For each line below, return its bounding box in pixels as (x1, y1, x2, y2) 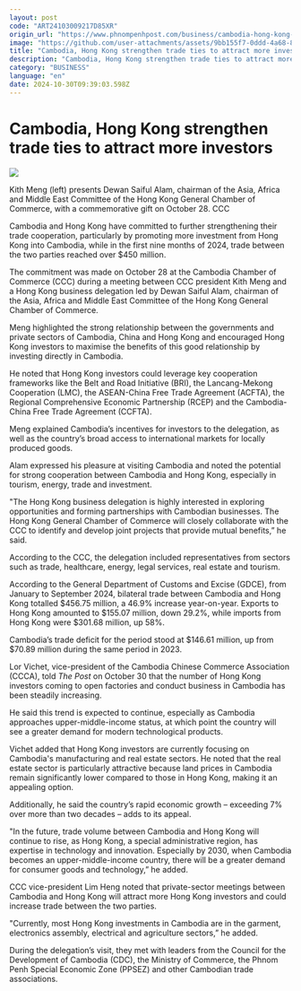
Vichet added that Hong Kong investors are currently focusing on (9, 743, 250, 754)
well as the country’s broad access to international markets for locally (9, 432, 266, 444)
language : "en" (9, 72, 66, 81)
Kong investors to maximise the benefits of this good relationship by (9, 341, 261, 352)
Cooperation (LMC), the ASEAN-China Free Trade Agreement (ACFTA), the (9, 387, 285, 397)
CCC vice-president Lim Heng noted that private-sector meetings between (9, 881, 286, 892)
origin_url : (9, 30, 54, 39)
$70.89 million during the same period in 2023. (9, 643, 182, 655)
